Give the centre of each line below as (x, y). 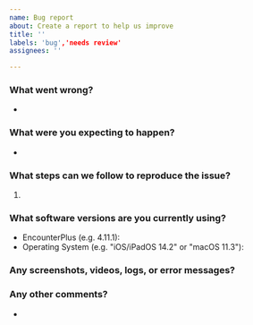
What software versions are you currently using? (118, 218)
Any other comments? (59, 295)
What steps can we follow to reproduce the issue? (120, 175)
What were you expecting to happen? (93, 133)
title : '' (28, 34)
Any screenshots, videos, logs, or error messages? (122, 270)
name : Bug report (42, 17)
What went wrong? (51, 90)
